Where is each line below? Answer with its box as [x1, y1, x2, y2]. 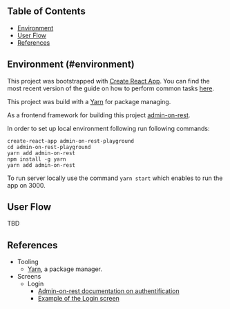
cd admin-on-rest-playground [7, 143, 91, 150]
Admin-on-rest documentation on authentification [37, 287, 180, 295]
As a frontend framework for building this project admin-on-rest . [7, 110, 191, 119]
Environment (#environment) [7, 59, 135, 70]
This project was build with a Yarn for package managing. [7, 97, 171, 106]
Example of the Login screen [37, 295, 119, 303]
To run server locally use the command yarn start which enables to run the [7, 174, 223, 182]
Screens [17, 272, 41, 281]
